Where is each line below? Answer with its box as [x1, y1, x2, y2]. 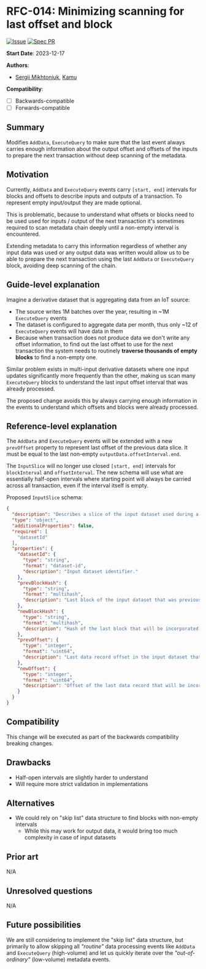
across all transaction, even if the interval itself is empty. [6, 482, 149, 489]
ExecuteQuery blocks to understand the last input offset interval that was [6, 378, 188, 386]
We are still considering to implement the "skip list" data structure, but [6, 936, 184, 943]
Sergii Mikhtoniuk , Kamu [15, 73, 77, 80]
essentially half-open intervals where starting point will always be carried [6, 475, 191, 483]
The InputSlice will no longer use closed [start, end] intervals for [6, 462, 176, 470]
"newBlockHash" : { [17, 609, 64, 615]
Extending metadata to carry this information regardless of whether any [6, 242, 187, 249]
